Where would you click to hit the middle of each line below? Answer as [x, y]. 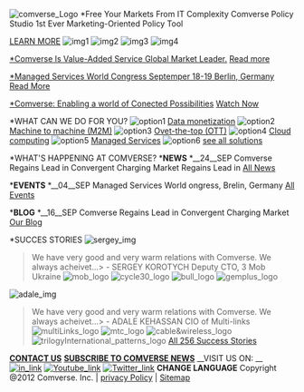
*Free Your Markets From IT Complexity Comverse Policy [187, 14]
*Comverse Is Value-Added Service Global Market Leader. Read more [140, 59]
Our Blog [26, 222]
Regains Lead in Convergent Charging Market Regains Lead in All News [142, 167]
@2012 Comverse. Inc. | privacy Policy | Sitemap [100, 377]
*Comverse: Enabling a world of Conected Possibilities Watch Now [134, 103]
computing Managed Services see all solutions [136, 140]
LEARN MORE [35, 41]
